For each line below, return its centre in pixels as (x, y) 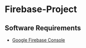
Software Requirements (43, 28)
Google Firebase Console (38, 40)
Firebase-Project (41, 9)
